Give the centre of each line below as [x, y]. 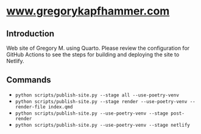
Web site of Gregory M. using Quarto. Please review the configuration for [98, 48]
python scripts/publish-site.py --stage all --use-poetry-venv [97, 95]
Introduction [30, 34]
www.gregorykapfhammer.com [88, 11]
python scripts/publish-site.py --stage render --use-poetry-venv [101, 101]
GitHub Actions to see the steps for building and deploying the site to [93, 55]
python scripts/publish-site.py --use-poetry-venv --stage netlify [102, 125]
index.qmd [60, 107]
